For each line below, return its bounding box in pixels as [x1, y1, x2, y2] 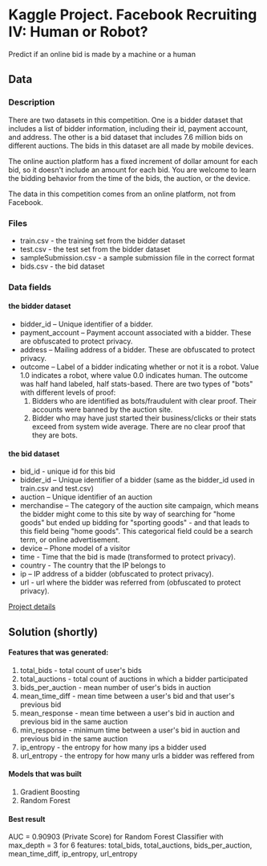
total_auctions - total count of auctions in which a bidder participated [19, 674, 249, 683]
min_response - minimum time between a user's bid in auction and [19, 725, 241, 735]
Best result [8, 814, 46, 823]
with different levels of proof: [19, 388, 116, 397]
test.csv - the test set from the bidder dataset [19, 244, 171, 254]
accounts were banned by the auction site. [31, 404, 173, 415]
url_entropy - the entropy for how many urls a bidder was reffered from [19, 750, 255, 761]
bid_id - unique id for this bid [19, 466, 115, 476]
